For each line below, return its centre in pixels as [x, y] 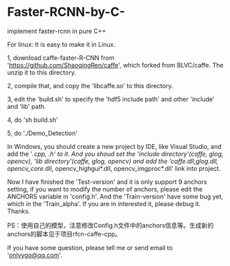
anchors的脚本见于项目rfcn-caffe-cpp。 [64, 234]
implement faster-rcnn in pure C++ [57, 31]
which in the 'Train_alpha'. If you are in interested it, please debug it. [104, 203]
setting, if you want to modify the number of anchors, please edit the [105, 189]
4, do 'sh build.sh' [33, 120]
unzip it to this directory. [42, 72]
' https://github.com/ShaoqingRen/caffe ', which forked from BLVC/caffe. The [115, 65]
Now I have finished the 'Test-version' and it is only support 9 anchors [107, 182]
